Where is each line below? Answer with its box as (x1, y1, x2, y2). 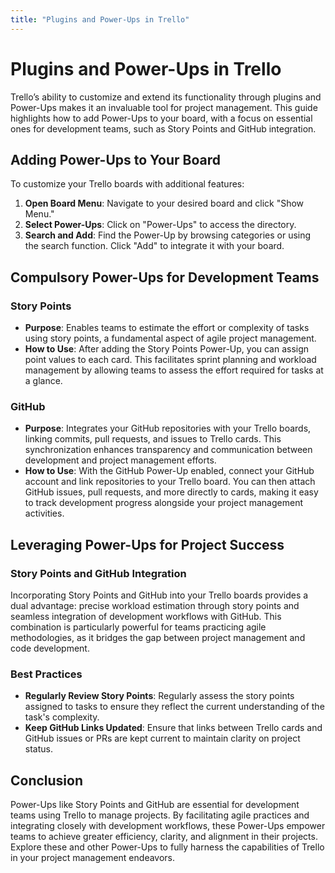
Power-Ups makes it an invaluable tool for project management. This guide (10, 101, 318, 113)
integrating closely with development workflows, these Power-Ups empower (10, 820, 326, 832)
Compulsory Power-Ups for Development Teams (10, 269, 320, 286)
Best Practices (10, 667, 83, 681)
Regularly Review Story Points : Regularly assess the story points (24, 690, 295, 702)
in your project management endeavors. (10, 852, 176, 864)
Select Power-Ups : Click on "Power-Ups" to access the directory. (24, 219, 297, 231)
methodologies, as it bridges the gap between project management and (10, 632, 306, 644)
